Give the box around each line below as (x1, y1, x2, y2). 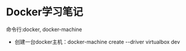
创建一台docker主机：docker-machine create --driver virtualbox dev (14, 38, 180, 45)
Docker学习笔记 (6, 5, 83, 19)
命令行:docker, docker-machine (6, 26, 82, 33)
